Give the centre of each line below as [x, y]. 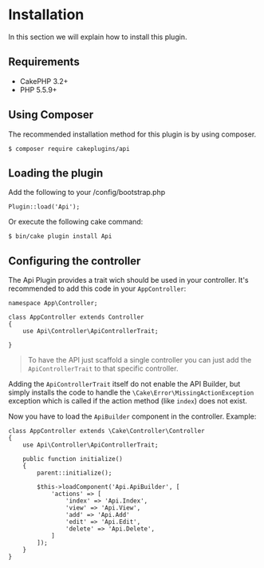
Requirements [44, 62]
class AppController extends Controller [77, 317]
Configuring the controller [75, 261]
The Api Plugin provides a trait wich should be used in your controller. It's [128, 280]
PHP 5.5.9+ [38, 89]
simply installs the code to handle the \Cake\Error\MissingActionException [131, 392]
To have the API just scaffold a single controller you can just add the [140, 360]
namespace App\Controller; [53, 304]
